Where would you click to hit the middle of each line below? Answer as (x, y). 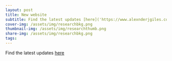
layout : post (19, 10)
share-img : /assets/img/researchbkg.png (49, 34)
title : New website (26, 15)
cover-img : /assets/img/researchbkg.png (49, 24)
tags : (11, 39)
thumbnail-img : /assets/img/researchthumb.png (56, 29)
